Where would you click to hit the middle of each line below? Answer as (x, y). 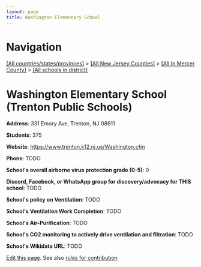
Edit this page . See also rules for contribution (62, 258)
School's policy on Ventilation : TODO (53, 200)
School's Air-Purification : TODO (47, 223)
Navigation (34, 47)
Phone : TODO (23, 158)
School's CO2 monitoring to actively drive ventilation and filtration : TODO (100, 235)
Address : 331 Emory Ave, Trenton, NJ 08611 (61, 124)
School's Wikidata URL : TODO (44, 246)
